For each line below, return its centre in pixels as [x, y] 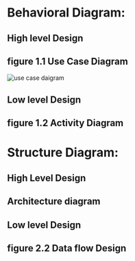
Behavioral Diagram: [66, 13]
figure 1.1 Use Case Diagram [67, 61]
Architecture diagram [54, 201]
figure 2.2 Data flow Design [67, 248]
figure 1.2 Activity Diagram [65, 123]
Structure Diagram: [63, 153]
